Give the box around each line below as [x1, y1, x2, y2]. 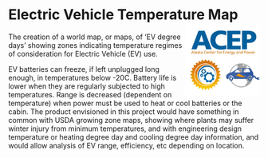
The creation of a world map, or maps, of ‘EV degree [8, 32, 181, 41]
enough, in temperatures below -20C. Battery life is [8, 73, 177, 82]
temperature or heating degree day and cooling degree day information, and [8, 132, 259, 141]
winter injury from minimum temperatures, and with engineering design [8, 124, 242, 133]
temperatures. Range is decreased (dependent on [8, 89, 172, 99]
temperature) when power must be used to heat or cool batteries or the [8, 98, 242, 108]
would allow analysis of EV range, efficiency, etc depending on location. [8, 140, 245, 150]
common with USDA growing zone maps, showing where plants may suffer [8, 115, 254, 124]
